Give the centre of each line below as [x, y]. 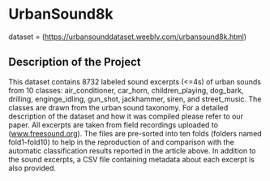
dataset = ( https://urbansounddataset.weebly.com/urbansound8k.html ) [128, 37]
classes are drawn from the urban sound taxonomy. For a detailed [118, 107]
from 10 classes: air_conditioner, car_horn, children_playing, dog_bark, [126, 90]
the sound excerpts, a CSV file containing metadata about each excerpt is [132, 159]
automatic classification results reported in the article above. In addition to [133, 150]
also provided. [32, 168]
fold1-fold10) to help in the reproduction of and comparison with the [122, 142]
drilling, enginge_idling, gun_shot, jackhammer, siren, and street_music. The [135, 99]
